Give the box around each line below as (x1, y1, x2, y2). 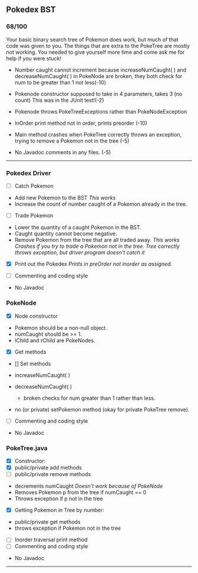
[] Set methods (14, 360, 51, 367)
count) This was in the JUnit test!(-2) (14, 96, 104, 103)
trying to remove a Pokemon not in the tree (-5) (14, 137, 130, 144)
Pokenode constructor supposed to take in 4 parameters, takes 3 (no (14, 90, 183, 97)
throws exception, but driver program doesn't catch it (14, 249, 145, 256)
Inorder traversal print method (14, 536, 88, 543)
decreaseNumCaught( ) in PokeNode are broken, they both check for (14, 72, 183, 79)
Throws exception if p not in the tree (14, 495, 103, 502)
